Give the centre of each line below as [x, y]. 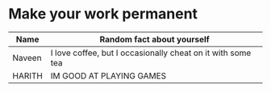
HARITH [27, 75]
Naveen [27, 58]
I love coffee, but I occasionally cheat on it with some [151, 53]
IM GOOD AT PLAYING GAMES [108, 75]
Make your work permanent [103, 14]
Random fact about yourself [154, 39]
